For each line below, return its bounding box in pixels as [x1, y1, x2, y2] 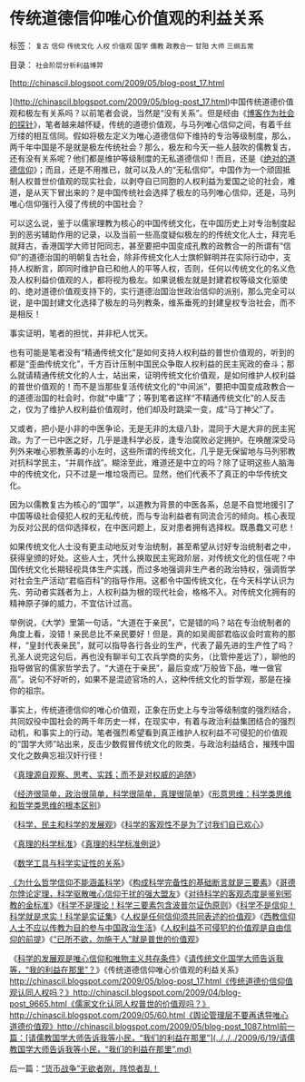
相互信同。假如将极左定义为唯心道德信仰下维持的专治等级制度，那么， [33, 130, 296, 141]
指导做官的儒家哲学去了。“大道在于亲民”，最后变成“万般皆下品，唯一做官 [9, 662, 283, 673]
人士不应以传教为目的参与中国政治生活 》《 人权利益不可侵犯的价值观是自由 [9, 922, 284, 933]
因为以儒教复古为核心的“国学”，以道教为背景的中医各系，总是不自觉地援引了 [9, 498, 295, 509]
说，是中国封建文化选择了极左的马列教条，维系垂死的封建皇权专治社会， [9, 297, 280, 308]
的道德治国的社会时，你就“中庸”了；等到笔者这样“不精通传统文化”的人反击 [9, 392, 286, 403]
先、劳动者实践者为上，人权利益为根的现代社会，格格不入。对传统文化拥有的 [9, 586, 296, 597]
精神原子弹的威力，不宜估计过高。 [9, 597, 137, 608]
